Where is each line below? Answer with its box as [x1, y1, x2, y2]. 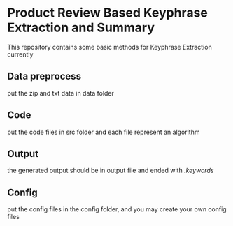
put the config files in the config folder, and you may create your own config [7, 205, 227, 213]
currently [7, 50, 34, 59]
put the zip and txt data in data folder [7, 89, 114, 97]
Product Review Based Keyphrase [7, 5, 209, 21]
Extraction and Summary [7, 20, 155, 36]
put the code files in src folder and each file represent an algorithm [7, 128, 200, 136]
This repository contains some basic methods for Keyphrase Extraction [7, 43, 212, 51]
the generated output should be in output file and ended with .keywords [7, 166, 214, 175]
